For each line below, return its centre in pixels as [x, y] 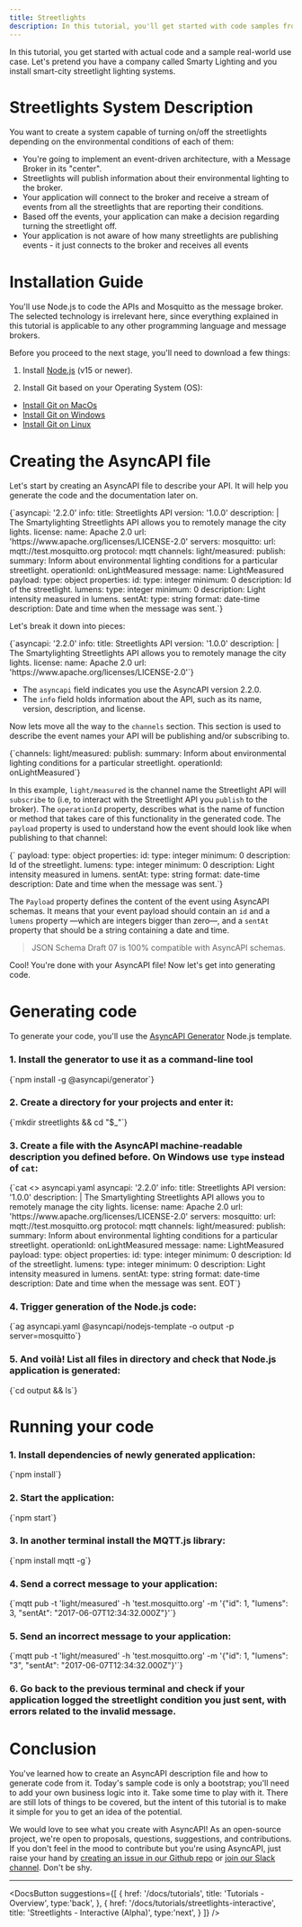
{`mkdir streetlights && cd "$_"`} [68, 1122]
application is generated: [65, 1371]
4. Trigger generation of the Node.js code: [103, 1307]
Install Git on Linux [57, 425]
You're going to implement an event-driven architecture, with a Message [156, 160]
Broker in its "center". [62, 169]
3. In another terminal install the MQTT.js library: [118, 1540]
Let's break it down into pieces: [67, 626]
